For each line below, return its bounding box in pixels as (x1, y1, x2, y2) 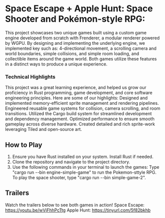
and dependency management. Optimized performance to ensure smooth (5, 116, 155, 122)
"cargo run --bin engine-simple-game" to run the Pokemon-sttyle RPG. (12, 169, 157, 175)
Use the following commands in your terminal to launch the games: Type (12, 164, 160, 170)
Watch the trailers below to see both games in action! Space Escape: (5, 202, 145, 208)
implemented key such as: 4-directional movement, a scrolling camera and (5, 45, 157, 51)
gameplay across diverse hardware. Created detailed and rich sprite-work (5, 121, 155, 127)
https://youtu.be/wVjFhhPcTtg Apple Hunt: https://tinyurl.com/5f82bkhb (5, 207, 151, 213)
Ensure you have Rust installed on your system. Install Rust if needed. (12, 154, 154, 160)
